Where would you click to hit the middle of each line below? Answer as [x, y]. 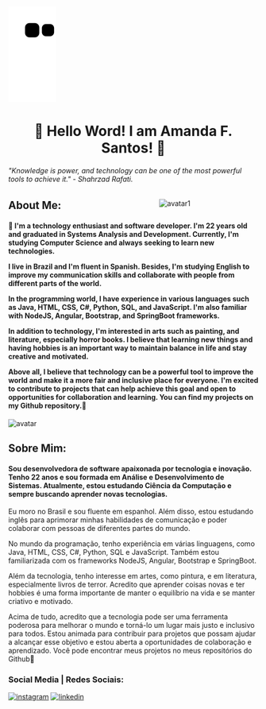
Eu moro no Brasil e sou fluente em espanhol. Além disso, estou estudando [131, 512]
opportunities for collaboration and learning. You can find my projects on [131, 397]
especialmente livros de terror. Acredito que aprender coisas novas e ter [127, 585]
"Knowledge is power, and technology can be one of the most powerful [125, 170]
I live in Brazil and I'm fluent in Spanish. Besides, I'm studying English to [129, 266]
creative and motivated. [48, 356]
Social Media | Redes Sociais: [66, 680]
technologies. [32, 251]
